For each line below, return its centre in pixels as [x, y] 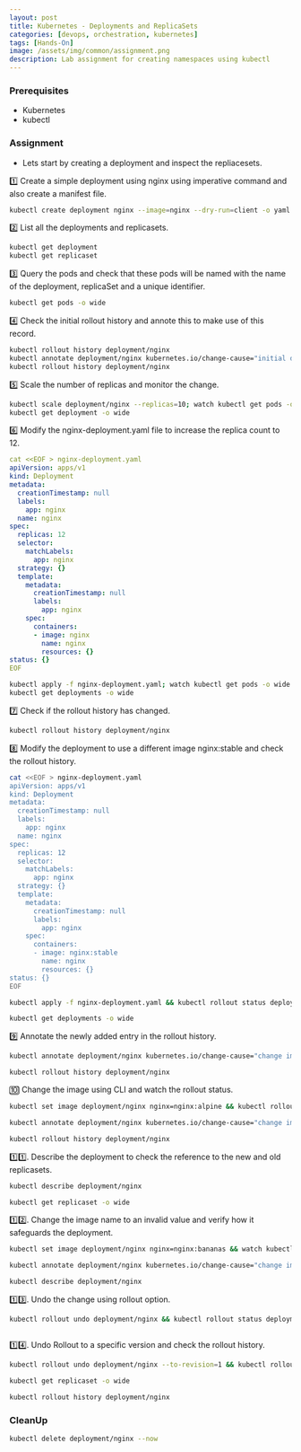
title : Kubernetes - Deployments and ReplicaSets [104, 26]
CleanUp [29, 1420]
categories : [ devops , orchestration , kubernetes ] [104, 34]
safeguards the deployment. [61, 1233]
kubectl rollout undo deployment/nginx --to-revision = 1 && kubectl [138, 1364]
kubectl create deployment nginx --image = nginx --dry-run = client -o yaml [150, 210]
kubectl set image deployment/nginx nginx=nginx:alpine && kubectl [138, 1107]
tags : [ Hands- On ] [42, 43]
